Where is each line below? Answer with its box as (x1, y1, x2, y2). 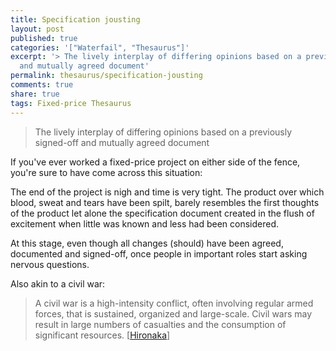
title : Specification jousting (10, 14, 141, 25)
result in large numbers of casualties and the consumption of (34, 318, 287, 330)
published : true (10, 33, 78, 43)
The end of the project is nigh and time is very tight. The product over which (10, 186, 325, 198)
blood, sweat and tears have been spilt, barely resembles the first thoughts (10, 196, 320, 208)
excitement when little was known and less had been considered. (10, 217, 279, 230)
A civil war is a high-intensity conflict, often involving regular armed (34, 297, 314, 309)
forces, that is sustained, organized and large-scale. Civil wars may (34, 307, 313, 320)
